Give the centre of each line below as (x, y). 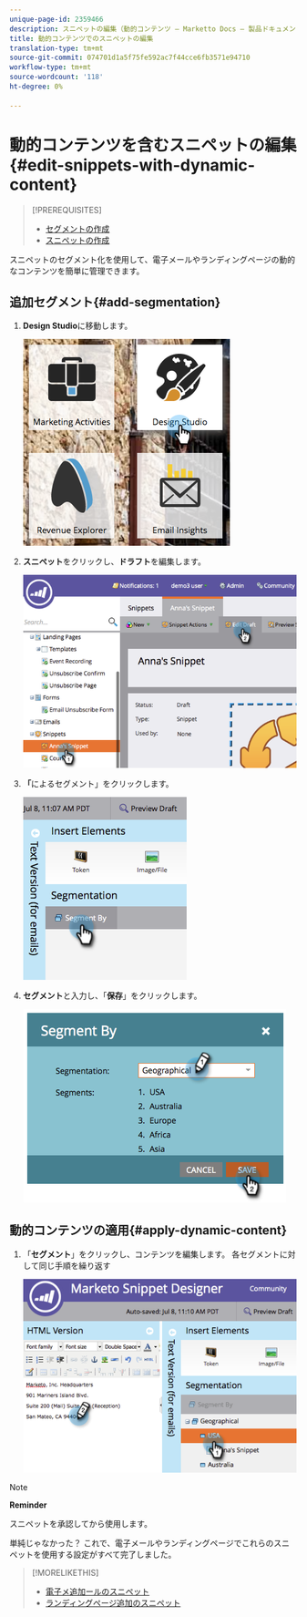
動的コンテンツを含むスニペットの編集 (153, 145)
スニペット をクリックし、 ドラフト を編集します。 (114, 561)
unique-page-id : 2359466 (56, 19)
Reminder (28, 1505)
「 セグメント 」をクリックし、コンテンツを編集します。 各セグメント (151, 1254)
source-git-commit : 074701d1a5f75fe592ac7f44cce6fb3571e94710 (130, 58)
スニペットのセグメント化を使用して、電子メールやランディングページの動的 (153, 259)
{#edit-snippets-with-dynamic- (133, 165)
